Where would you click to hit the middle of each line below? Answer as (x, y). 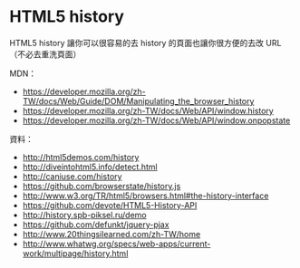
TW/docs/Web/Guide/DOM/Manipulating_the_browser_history (138, 100)
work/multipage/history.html (75, 253)
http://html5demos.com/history (81, 157)
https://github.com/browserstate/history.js (102, 186)
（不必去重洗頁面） (45, 54)
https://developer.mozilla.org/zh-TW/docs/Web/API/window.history (148, 110)
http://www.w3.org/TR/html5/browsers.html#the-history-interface (145, 196)
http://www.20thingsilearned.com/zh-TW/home (111, 234)
